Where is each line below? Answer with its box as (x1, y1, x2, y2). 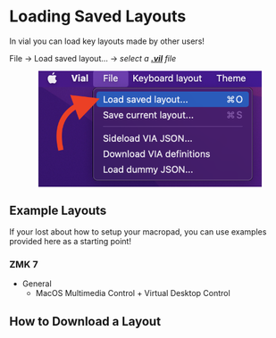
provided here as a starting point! (9, 236, 132, 246)
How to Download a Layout (9, 314, 162, 329)
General (21, 278, 52, 289)
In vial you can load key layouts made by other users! (9, 36, 205, 46)
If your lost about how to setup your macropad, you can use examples (9, 227, 267, 237)
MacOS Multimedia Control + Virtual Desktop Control (35, 288, 230, 299)
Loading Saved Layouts (9, 6, 187, 27)
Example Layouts (9, 202, 107, 218)
